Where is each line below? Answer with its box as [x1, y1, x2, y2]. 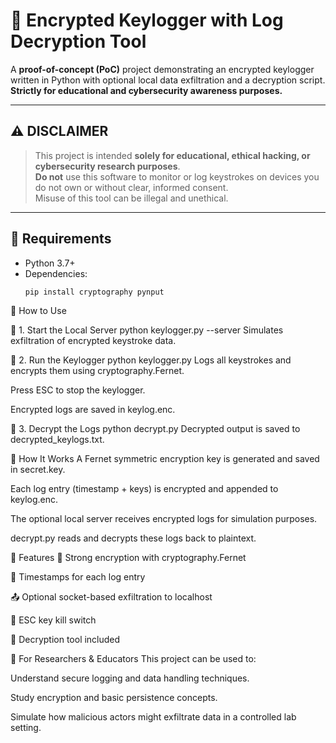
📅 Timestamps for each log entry [10, 571, 146, 583]
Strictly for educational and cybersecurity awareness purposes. [10, 84, 283, 96]
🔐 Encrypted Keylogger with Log [10, 9, 284, 32]
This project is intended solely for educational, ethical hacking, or [34, 149, 311, 161]
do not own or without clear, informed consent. [34, 181, 229, 193]
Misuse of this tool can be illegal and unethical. [34, 192, 229, 204]
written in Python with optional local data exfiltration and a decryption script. [10, 74, 326, 86]
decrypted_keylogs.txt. [10, 434, 105, 446]
